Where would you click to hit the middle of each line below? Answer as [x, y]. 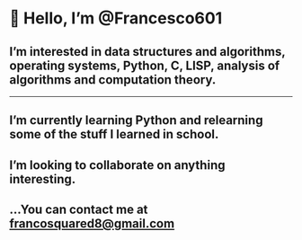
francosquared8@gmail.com [92, 224]
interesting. [43, 179]
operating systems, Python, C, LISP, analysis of [145, 65]
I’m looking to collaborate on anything [117, 165]
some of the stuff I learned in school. [114, 134]
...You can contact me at [79, 210]
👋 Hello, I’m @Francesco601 [116, 18]
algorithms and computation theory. [113, 80]
